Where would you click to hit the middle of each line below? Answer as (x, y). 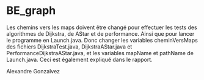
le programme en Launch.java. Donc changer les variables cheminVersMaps (102, 40)
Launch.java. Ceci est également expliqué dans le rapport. (79, 59)
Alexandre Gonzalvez (33, 71)
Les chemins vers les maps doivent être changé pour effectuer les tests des (102, 27)
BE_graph (31, 11)
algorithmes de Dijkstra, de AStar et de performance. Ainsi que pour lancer (100, 33)
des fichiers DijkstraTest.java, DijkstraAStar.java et (69, 47)
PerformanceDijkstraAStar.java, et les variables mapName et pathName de (100, 53)
